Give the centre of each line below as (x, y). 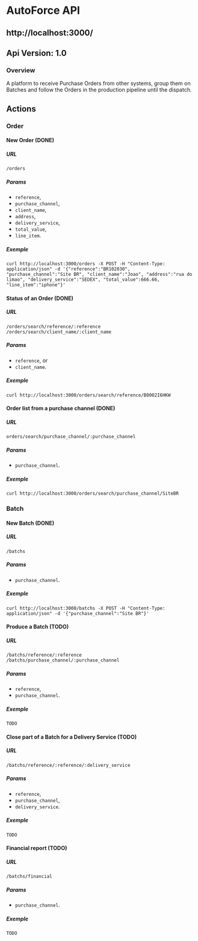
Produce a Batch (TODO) (38, 627)
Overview (21, 70)
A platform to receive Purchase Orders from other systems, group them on (98, 83)
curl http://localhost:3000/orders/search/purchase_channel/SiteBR (93, 494)
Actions (21, 109)
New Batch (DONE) (30, 523)
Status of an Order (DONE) (40, 298)
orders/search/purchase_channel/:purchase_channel (71, 437)
